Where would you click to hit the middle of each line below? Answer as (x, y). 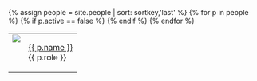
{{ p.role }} (47, 57)
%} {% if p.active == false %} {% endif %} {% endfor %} (102, 21)
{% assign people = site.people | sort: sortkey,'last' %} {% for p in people (128, 12)
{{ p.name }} (51, 47)
